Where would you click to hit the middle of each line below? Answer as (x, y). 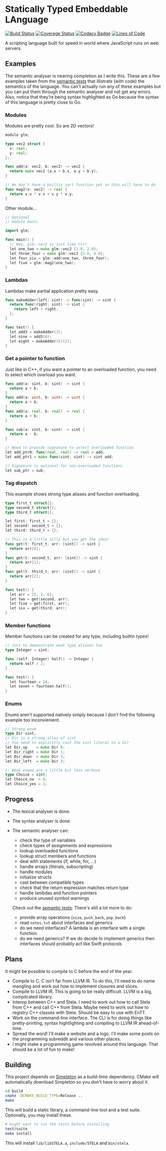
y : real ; (19, 153)
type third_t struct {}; (30, 512)
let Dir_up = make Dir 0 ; (35, 747)
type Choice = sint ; (26, 775)
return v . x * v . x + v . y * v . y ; (42, 194)
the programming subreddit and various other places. (66, 1039)
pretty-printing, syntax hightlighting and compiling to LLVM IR (75, 1023)
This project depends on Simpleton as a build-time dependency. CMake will (82, 1077)
